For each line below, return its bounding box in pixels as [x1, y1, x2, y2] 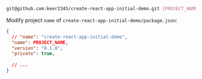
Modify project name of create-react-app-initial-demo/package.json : [6, 16, 177, 24]
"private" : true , [11, 51, 55, 57]
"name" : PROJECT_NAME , [11, 39, 69, 45]
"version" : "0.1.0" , [11, 45, 63, 51]
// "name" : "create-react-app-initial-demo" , [11, 34, 128, 40]
